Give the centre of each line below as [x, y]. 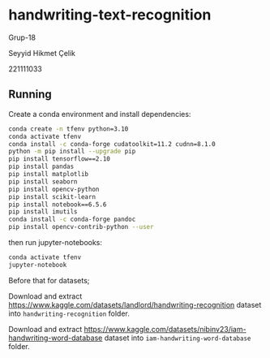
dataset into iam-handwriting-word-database [178, 338]
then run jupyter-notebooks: [56, 242]
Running [30, 95]
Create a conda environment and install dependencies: [100, 114]
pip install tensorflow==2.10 [60, 159]
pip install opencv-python [54, 189]
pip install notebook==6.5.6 [58, 205]
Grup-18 [22, 37]
